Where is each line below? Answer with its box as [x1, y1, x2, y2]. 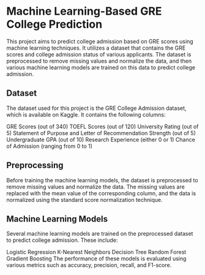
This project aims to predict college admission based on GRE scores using [6, 37, 194, 45]
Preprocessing [6, 160, 64, 171]
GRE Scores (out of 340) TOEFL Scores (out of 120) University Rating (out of [6, 123, 199, 130]
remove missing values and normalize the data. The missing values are [6, 183, 185, 190]
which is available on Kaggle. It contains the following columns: [6, 110, 166, 118]
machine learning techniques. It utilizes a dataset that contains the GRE [6, 44, 186, 52]
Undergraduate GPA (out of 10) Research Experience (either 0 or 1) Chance [6, 136, 196, 143]
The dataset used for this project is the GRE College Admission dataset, [6, 104, 187, 112]
